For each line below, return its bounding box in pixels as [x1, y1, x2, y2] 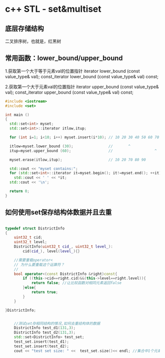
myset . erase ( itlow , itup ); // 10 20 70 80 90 [9, 157, 146, 162]
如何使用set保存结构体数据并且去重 [5, 208, 112, 217]
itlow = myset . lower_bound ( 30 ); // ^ [9, 144, 131, 149]
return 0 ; [9, 189, 29, 194]
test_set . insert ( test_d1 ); [14, 339, 69, 344]
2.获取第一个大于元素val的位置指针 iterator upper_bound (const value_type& [5, 84, 159, 90]
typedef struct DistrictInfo [5, 226, 65, 231]
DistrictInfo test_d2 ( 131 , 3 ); [14, 330, 76, 335]
